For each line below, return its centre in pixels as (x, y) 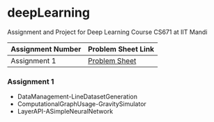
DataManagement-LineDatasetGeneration (77, 97)
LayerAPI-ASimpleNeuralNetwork (65, 112)
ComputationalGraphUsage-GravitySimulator (82, 104)
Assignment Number (46, 49)
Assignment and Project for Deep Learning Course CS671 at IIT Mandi (107, 32)
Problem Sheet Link (121, 49)
